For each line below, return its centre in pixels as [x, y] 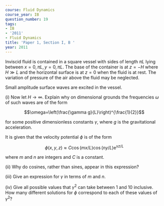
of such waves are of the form [36, 102]
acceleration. [19, 127]
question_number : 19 [27, 19]
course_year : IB [22, 15]
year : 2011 [17, 47]
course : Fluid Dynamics [30, 10]
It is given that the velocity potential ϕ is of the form [58, 137]
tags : [11, 24]
